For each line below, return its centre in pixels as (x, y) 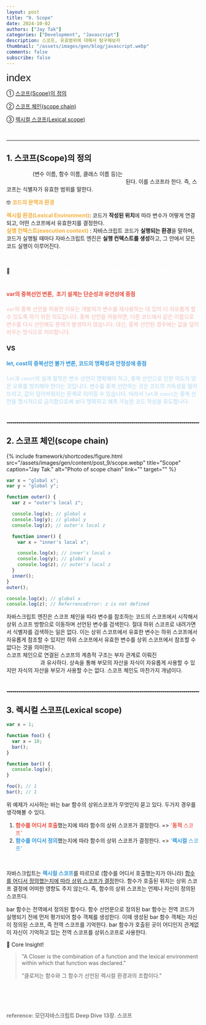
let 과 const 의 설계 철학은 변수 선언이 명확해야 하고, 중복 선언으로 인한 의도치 (98, 378)
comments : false (27, 52)
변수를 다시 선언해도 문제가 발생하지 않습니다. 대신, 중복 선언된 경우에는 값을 (97, 324)
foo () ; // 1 (21, 786)
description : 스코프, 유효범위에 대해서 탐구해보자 (63, 41)
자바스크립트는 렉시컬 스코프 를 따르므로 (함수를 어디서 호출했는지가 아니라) (95, 873)
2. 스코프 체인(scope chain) (58, 441)
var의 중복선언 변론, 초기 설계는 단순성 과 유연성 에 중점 (71, 294)
